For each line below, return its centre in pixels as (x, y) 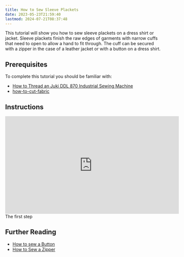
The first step (19, 217)
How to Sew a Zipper (34, 249)
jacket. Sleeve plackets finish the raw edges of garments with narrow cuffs (81, 38)
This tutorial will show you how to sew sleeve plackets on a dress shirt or (80, 33)
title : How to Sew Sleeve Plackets (42, 10)
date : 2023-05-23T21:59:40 (33, 14)
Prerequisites (26, 64)
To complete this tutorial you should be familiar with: (59, 76)
